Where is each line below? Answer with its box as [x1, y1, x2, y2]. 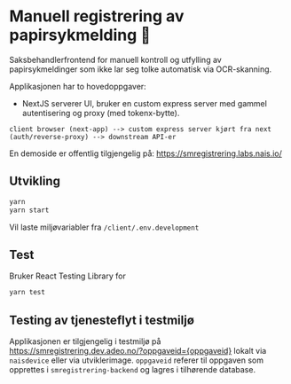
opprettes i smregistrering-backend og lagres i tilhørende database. [9, 364, 256, 374]
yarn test [9, 288, 46, 297]
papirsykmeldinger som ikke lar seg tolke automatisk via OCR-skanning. [9, 64, 272, 74]
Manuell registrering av [9, 6, 185, 27]
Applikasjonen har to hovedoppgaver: [9, 81, 146, 91]
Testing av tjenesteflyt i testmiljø [9, 312, 195, 327]
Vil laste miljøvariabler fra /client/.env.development [9, 222, 200, 232]
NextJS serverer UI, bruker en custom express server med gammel [21, 98, 268, 108]
